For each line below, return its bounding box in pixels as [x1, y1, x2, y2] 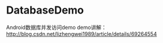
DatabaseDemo [6, 4, 84, 17]
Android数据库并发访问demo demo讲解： [6, 24, 107, 31]
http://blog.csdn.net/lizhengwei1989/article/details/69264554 [6, 30, 157, 37]
